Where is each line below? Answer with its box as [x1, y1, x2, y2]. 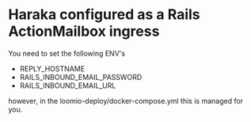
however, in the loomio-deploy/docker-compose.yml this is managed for [8, 96, 244, 105]
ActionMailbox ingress [8, 22, 160, 40]
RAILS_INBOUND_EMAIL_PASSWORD [19, 72, 143, 82]
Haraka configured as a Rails [8, 6, 200, 24]
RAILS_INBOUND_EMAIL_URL [19, 81, 116, 90]
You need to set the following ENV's [8, 48, 125, 58]
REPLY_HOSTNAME [19, 63, 86, 73]
